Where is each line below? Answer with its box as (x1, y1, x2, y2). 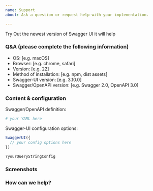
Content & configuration (5, 95, 66, 102)
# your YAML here (5, 116, 42, 121)
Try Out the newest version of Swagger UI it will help (5, 31, 116, 37)
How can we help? (5, 179, 52, 186)
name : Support (5, 7, 36, 13)
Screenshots (5, 166, 38, 173)
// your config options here (10, 140, 72, 145)
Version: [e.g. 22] (12, 66, 49, 72)
